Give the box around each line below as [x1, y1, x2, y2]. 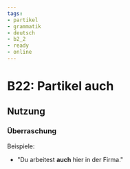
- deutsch [7, 29, 36, 37]
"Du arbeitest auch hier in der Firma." [17, 155, 124, 163]
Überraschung [7, 126, 57, 136]
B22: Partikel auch [7, 79, 114, 94]
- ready [7, 42, 30, 49]
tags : [7, 10, 23, 17]
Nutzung [7, 106, 46, 117]
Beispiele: [7, 142, 35, 150]
